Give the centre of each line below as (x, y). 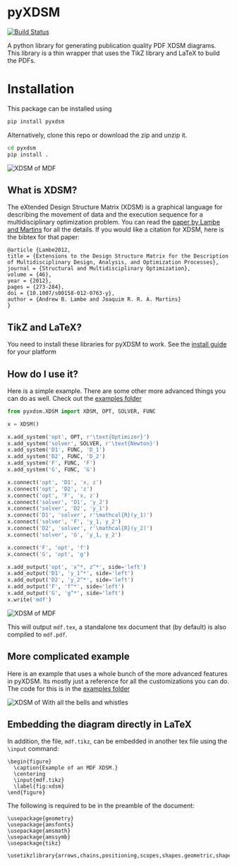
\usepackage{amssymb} (39, 837)
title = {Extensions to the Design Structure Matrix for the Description (118, 256)
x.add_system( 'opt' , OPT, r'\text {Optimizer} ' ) (79, 437)
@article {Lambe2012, (39, 250)
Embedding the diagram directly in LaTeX (99, 724)
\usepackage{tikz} (34, 843)
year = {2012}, (30, 281)
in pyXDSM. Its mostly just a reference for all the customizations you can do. (118, 681)
